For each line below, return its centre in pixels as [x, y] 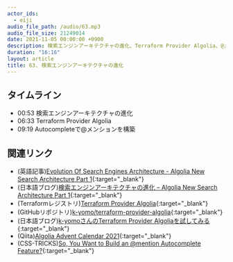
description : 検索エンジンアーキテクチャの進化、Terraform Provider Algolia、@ [115, 46]
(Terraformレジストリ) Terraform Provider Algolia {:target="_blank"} [113, 204]
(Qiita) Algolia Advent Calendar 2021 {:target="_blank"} [94, 236]
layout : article [31, 59]
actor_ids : [23, 14]
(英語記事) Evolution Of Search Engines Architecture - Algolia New [111, 172]
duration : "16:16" [34, 53]
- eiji [23, 20]
